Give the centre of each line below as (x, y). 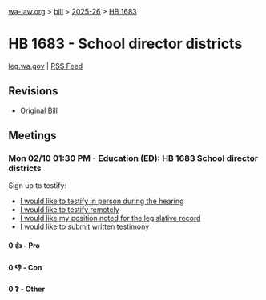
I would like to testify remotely (70, 210)
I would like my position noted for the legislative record (110, 218)
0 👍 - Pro (24, 246)
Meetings (33, 136)
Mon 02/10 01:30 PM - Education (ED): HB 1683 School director (133, 158)
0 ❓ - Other (27, 289)
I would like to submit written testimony (85, 226)
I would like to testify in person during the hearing (102, 201)
